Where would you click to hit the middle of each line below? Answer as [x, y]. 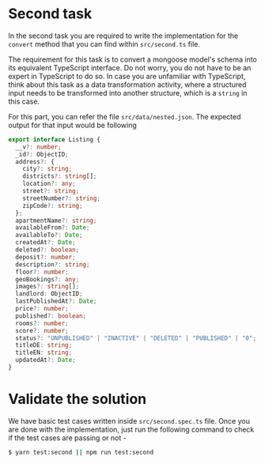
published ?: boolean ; [51, 316]
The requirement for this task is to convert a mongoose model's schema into [132, 59]
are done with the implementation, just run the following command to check [131, 429]
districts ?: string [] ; [60, 176]
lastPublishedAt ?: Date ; [56, 301]
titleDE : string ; [44, 345]
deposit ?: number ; [46, 257]
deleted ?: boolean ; [47, 250]
